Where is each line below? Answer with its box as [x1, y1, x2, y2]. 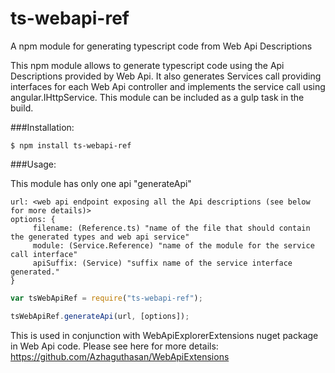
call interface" [10, 249, 78, 259]
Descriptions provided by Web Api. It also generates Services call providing [10, 70, 322, 82]
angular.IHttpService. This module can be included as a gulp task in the [10, 91, 305, 103]
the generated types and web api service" [10, 232, 190, 242]
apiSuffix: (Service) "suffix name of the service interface [32, 258, 293, 268]
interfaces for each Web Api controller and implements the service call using [10, 80, 326, 92]
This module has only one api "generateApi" [10, 177, 192, 189]
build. [10, 102, 34, 114]
